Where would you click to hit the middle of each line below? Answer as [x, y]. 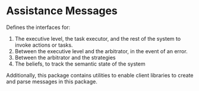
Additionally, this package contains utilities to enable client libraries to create [100, 75]
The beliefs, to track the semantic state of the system [80, 64]
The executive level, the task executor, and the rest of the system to [98, 38]
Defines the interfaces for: [38, 27]
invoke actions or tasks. [44, 45]
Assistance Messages [62, 11]
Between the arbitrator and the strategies [65, 57]
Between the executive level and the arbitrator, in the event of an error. [101, 51]
